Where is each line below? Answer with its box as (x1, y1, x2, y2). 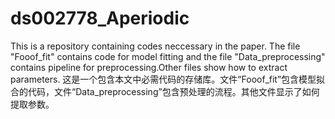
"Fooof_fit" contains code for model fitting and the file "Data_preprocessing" (10, 50, 326, 62)
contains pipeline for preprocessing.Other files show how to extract (10, 61, 288, 73)
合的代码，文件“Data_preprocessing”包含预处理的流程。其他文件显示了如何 (10, 85, 320, 97)
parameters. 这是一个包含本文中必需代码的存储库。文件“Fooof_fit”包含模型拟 (10, 73, 326, 85)
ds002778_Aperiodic (10, 7, 190, 30)
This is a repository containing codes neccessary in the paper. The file (10, 40, 301, 52)
